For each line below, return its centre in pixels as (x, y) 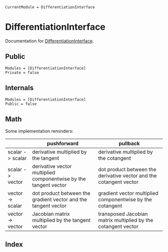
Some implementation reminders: (39, 131)
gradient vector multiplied (128, 193)
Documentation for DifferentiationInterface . (49, 41)
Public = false (21, 104)
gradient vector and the (60, 199)
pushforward (63, 144)
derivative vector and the (127, 176)
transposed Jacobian (123, 214)
